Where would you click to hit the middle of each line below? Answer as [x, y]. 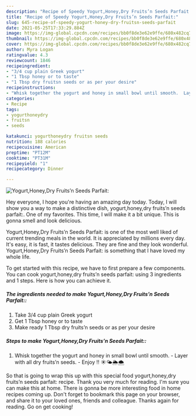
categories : [20, 98]
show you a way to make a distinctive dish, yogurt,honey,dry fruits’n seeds [96, 208]
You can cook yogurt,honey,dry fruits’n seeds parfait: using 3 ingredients [94, 274]
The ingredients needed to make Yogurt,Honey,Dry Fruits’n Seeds [88, 294]
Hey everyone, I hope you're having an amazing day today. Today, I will [91, 202]
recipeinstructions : [31, 88]
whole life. [18, 257]
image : [14, 33]
